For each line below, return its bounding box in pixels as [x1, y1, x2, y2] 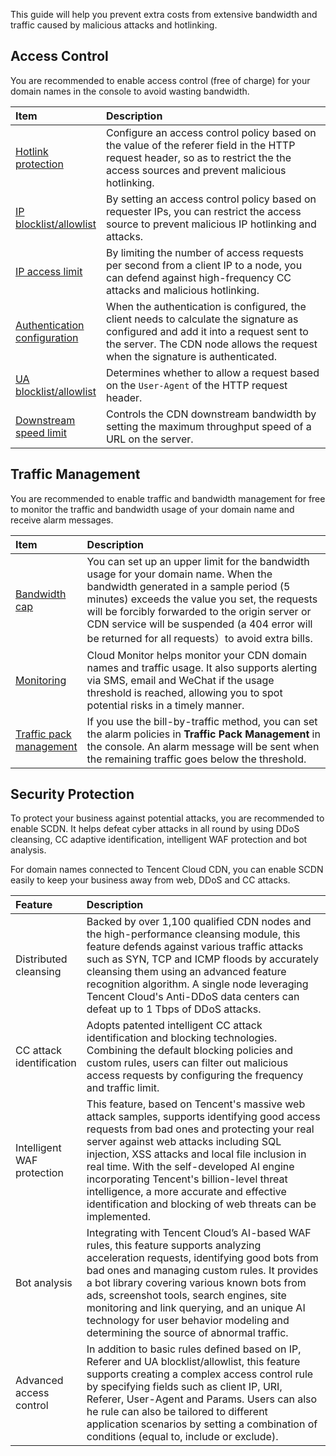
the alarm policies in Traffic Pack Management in [86, 727, 321, 741]
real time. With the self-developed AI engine [86, 1160, 295, 1174]
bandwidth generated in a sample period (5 [86, 579, 291, 593]
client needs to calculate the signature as [105, 312, 299, 326]
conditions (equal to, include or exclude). [86, 1430, 279, 1444]
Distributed [15, 952, 68, 966]
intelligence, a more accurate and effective [86, 1185, 287, 1199]
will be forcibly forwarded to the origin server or [86, 604, 312, 618]
